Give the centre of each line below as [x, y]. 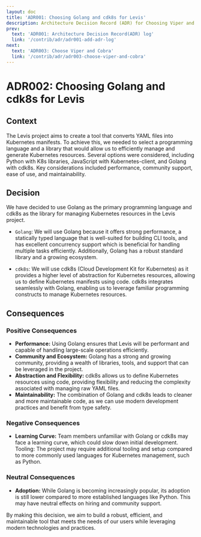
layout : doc [21, 12]
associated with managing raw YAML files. [67, 388]
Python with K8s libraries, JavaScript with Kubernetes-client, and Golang [96, 161]
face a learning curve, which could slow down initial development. [97, 443]
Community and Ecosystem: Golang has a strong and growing [93, 357]
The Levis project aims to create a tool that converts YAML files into [90, 135]
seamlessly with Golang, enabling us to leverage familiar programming [102, 288]
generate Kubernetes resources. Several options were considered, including [100, 155]
